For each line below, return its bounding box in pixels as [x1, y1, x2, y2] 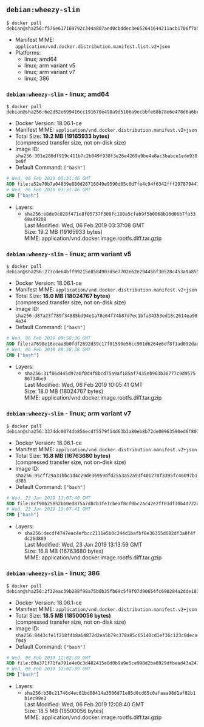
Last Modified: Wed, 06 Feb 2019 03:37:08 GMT [24, 222, 145, 229]
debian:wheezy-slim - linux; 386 [6, 569, 100, 578]
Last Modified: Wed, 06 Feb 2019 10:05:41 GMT [24, 381, 143, 389]
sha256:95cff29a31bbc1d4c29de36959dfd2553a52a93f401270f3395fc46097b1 [15, 473, 198, 479]
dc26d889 [24, 536, 47, 542]
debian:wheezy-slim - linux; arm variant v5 [6, 250, 132, 258]
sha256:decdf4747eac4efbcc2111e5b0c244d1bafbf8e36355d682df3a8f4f [24, 530, 196, 537]
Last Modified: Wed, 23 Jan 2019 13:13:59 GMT [24, 541, 143, 548]
